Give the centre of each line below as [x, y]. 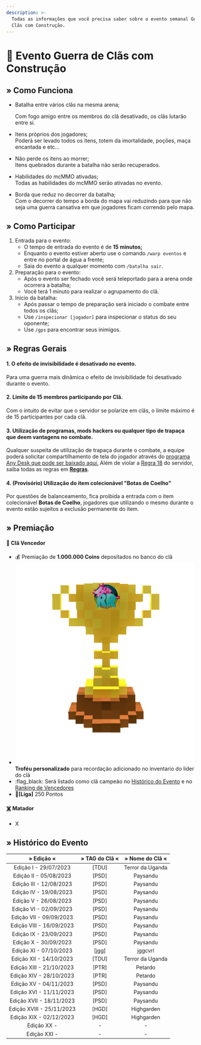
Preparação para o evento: [48, 272]
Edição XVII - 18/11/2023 [42, 1001]
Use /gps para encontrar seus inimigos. [72, 330]
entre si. [25, 123]
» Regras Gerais [36, 348]
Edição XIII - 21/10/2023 [42, 967]
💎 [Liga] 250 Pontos [39, 794]
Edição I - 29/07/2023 [42, 867]
